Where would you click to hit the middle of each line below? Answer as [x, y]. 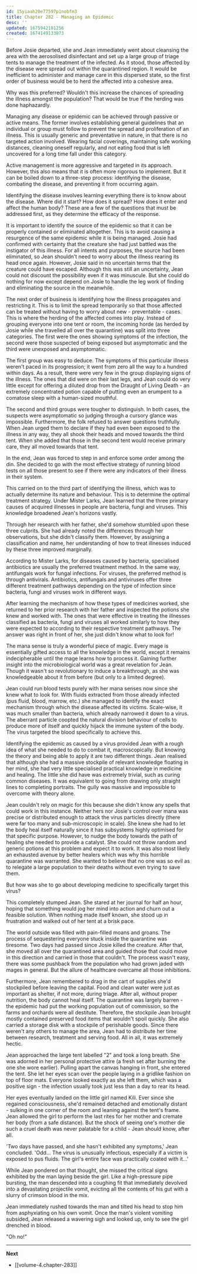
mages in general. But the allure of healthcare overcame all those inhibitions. [98, 970]
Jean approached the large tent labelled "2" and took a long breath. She [93, 1055]
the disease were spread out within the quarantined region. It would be [91, 69]
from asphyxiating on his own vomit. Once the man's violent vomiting [89, 1213]
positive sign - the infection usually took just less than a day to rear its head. [98, 1086]
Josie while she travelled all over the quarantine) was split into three [88, 331]
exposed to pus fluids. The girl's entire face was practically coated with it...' [97, 1159]
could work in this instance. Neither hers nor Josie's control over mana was [97, 811]
